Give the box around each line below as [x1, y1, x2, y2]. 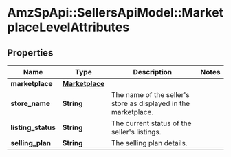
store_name [10, 98, 50, 108]
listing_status [10, 123, 56, 132]
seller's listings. [111, 127, 162, 136]
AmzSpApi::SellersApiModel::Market [7, 5, 224, 21]
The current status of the [111, 118, 192, 128]
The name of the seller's [111, 90, 190, 99]
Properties [7, 47, 54, 59]
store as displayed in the [111, 98, 190, 108]
